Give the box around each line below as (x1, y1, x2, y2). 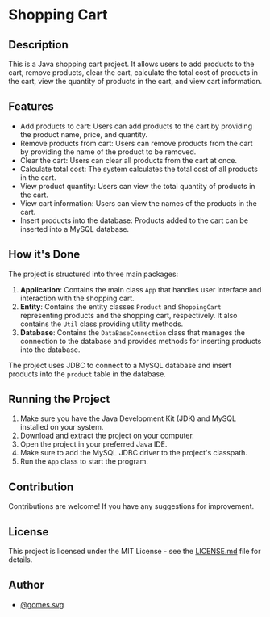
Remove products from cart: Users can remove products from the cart (19, 138, 253, 148)
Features (8, 99, 54, 114)
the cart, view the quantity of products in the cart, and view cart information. (8, 77, 263, 86)
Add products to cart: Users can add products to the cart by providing (19, 121, 252, 131)
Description (8, 38, 69, 52)
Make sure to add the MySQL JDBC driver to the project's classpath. (19, 448, 248, 458)
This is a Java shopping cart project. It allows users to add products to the (8, 59, 255, 69)
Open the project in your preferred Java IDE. (19, 439, 168, 449)
